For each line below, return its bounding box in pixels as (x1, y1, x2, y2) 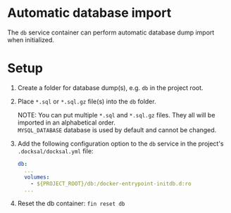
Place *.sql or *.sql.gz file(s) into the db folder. (17, 97, 156, 105)
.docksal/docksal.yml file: (17, 146, 94, 155)
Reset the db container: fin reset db (17, 199, 125, 208)
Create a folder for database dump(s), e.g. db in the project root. (17, 83, 204, 92)
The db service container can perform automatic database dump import (7, 28, 215, 37)
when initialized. (7, 35, 55, 44)
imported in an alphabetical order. (17, 118, 116, 127)
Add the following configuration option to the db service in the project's (17, 139, 224, 148)
